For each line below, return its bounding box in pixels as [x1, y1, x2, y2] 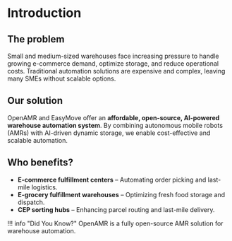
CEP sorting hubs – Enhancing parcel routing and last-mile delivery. [17, 205, 215, 213]
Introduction [7, 5, 82, 21]
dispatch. [17, 198, 45, 206]
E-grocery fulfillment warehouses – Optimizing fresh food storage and [17, 190, 226, 199]
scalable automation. [7, 136, 68, 144]
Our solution [7, 95, 63, 107]
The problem [7, 33, 65, 45]
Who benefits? [7, 157, 74, 169]
